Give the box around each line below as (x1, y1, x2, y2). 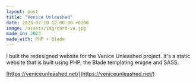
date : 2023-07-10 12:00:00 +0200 (6, 20, 89, 25)
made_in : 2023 (6, 31, 42, 37)
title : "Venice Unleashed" (6, 14, 73, 20)
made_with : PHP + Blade (6, 36, 65, 42)
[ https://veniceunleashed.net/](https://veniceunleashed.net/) (6, 71, 155, 77)
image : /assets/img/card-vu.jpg (6, 25, 86, 31)
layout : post (6, 8, 39, 15)
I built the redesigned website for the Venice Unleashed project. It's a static (6, 53, 191, 59)
